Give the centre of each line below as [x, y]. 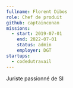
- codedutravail [31, 61]
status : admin [34, 45]
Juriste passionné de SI [35, 78]
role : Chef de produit [34, 17]
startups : [18, 56]
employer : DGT [34, 51]
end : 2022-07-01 [37, 39]
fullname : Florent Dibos [37, 12]
